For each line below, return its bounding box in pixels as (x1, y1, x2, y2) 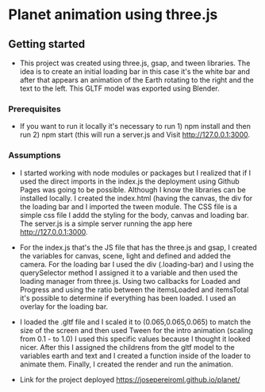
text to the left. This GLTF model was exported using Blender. (19, 83, 220, 93)
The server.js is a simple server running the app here (19, 219, 193, 228)
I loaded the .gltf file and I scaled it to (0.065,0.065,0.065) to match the (19, 316, 252, 327)
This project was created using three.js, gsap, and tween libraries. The (19, 58, 251, 68)
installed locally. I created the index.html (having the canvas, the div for (19, 193, 253, 203)
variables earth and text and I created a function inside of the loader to (19, 351, 252, 360)
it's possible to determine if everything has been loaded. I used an (19, 293, 236, 303)
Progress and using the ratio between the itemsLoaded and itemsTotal (19, 285, 249, 294)
